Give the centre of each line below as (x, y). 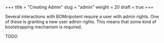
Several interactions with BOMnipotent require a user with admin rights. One (82, 16)
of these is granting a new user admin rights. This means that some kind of (81, 22)
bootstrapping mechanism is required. (44, 27)
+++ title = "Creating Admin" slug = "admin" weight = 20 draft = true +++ (79, 7)
